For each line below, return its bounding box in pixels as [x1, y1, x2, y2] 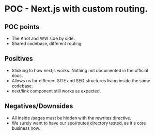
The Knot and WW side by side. [11, 35, 75, 41]
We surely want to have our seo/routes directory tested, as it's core [11, 120, 146, 126]
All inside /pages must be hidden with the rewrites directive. [11, 115, 131, 120]
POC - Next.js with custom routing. [4, 3, 148, 15]
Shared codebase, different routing [11, 41, 82, 46]
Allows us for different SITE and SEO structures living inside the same [11, 77, 151, 83]
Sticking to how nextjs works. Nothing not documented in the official [11, 67, 148, 73]
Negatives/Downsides [4, 102, 73, 110]
